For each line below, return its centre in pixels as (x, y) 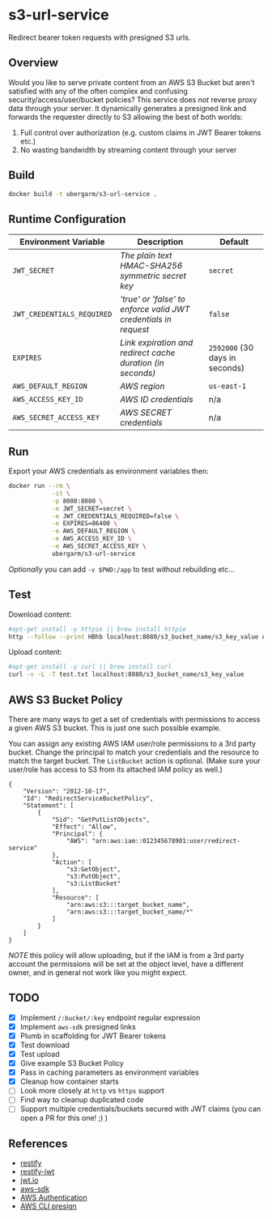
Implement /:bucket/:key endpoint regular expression (110, 1017)
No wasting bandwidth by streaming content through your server (128, 150)
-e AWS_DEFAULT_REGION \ (93, 531)
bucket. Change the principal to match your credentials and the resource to (134, 752)
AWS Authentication (53, 1198)
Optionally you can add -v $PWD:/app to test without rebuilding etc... (121, 569)
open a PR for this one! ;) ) (64, 1118)
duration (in (142, 363)
